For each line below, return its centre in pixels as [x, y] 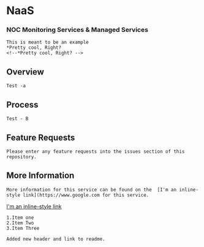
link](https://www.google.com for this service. [86, 195]
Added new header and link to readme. [56, 239]
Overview [25, 72]
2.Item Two [20, 223]
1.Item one [20, 218]
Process [22, 105]
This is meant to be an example [47, 42]
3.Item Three [23, 228]
